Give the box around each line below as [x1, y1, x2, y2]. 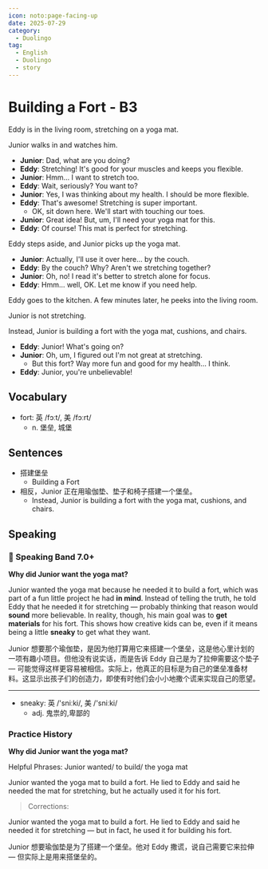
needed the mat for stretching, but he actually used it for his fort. [8, 786, 221, 796]
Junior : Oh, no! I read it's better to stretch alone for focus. [19, 271, 211, 280]
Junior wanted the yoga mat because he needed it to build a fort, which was [8, 585, 258, 594]
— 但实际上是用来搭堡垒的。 [8, 852, 101, 862]
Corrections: [27, 802, 69, 811]
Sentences [8, 446, 64, 459]
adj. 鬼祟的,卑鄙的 [31, 708, 90, 717]
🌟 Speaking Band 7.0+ [8, 551, 95, 562]
